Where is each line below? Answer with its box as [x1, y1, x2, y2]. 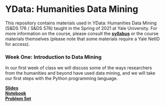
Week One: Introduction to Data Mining [5, 53, 101, 60]
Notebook [5, 91, 26, 97]
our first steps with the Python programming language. [5, 76, 118, 82]
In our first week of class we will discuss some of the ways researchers [5, 65, 152, 71]
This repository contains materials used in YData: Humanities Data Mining [5, 20, 157, 26]
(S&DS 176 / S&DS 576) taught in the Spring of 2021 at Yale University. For [5, 25, 157, 31]
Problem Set [5, 96, 31, 102]
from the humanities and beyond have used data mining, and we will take [5, 70, 155, 76]
